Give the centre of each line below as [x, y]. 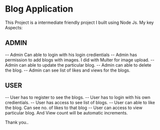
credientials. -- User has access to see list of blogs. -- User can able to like [80, 102]
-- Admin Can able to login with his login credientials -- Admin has [71, 55]
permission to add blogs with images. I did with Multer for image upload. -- [80, 60]
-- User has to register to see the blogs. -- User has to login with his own [78, 97]
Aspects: [14, 27]
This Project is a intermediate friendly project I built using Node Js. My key [80, 22]
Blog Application [39, 9]
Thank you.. [17, 122]
